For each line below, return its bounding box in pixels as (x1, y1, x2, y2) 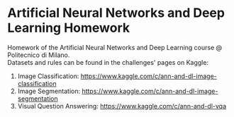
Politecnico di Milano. (7, 51, 70, 59)
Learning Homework (7, 20, 130, 36)
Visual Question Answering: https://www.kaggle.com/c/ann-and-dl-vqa (17, 101, 227, 110)
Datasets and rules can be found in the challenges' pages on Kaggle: (7, 58, 209, 66)
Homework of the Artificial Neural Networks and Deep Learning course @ (7, 43, 223, 51)
